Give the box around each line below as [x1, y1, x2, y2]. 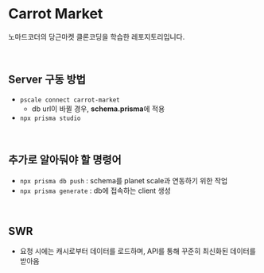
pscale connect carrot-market [19, 96, 121, 104]
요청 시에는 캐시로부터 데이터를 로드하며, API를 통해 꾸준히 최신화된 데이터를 [19, 247, 256, 256]
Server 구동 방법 [8, 73, 86, 87]
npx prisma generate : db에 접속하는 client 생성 [19, 186, 171, 195]
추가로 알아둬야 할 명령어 [8, 153, 122, 167]
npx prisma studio [19, 114, 81, 122]
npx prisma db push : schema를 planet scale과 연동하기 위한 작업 [19, 175, 228, 185]
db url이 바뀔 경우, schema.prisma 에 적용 [31, 104, 165, 113]
